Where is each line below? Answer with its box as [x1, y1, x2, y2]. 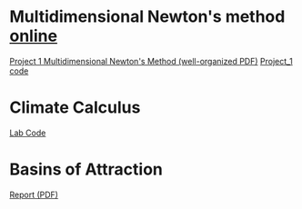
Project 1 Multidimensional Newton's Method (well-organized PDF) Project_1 [9, 55, 293, 66]
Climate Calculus [9, 97, 141, 118]
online [9, 25, 57, 46]
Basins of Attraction [9, 159, 164, 180]
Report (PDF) [9, 189, 59, 200]
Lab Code [9, 127, 46, 138]
